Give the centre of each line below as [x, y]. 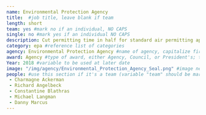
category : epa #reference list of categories [65, 46]
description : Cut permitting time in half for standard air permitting [100, 40]
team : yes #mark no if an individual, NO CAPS [67, 29]
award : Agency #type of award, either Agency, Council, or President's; [101, 57]
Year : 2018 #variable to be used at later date [68, 63]
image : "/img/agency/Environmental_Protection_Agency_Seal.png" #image [100, 68]
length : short [25, 23]
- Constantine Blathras [39, 91]
